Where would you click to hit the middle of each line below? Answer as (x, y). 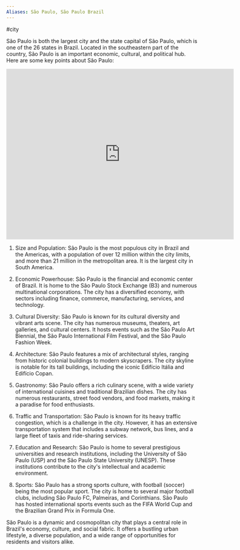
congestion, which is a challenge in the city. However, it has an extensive (106, 423)
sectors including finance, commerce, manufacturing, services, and (99, 298)
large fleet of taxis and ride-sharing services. (72, 435)
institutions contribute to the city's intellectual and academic (90, 466)
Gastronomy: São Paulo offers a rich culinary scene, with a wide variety (104, 385)
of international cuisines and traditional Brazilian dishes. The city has (101, 391)
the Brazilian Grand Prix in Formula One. (65, 511)
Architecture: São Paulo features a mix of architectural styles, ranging (102, 354)
